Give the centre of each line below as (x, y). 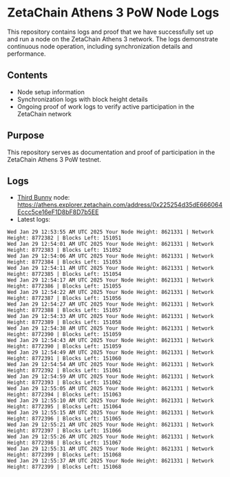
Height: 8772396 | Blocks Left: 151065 (64, 419)
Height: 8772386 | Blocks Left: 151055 (64, 286)
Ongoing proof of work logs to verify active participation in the (106, 106)
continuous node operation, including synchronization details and (100, 46)
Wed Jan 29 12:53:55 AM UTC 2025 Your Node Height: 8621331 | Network (111, 232)
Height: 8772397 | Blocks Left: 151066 (64, 431)
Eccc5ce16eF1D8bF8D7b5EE (58, 212)
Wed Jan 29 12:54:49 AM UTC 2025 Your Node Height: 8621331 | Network (111, 352)
